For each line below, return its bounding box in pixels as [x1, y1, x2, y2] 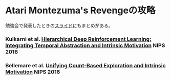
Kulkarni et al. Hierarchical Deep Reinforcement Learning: [5, 35, 152, 42]
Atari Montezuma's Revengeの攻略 [5, 5, 156, 16]
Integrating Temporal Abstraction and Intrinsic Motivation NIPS [5, 42, 165, 49]
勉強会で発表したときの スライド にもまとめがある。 [5, 22, 113, 29]
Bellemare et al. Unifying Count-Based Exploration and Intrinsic [5, 62, 166, 69]
